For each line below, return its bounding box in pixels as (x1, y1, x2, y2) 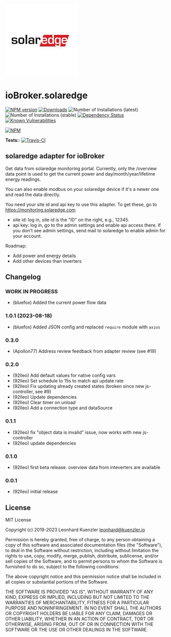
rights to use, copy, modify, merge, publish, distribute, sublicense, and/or (5, 553, 159, 559)
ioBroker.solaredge (5, 90, 88, 101)
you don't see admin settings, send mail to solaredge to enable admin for (12, 227, 166, 233)
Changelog (5, 273, 41, 282)
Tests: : (5, 137, 20, 143)
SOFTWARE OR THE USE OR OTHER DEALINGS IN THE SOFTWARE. (5, 627, 148, 633)
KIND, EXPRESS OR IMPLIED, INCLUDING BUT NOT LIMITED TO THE (5, 594, 150, 600)
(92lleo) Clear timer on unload (12, 399, 76, 406)
